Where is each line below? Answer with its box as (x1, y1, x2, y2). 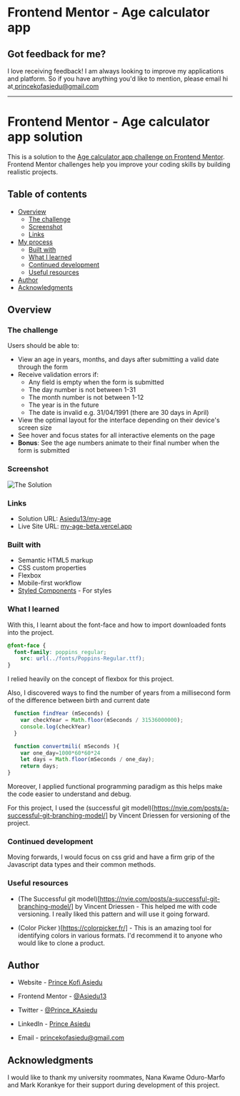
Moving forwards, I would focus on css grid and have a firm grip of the (7, 853, 215, 861)
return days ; (20, 763, 59, 770)
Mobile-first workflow (17, 579, 82, 588)
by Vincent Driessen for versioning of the (109, 811, 231, 820)
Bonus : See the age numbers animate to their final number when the (17, 438, 220, 447)
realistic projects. (7, 167, 59, 176)
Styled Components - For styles (17, 586, 112, 595)
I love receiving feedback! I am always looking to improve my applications (7, 67, 224, 75)
